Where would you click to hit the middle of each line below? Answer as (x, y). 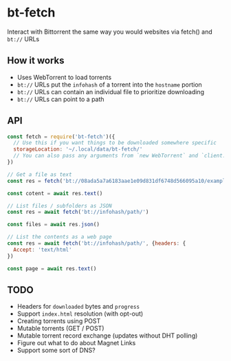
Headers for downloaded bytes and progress (78, 307)
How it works (36, 61)
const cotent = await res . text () (55, 193)
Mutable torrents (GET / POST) (60, 329)
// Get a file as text (40, 174)
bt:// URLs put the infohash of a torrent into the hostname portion (110, 85)
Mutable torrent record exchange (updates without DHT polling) (107, 336)
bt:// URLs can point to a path (60, 99)
